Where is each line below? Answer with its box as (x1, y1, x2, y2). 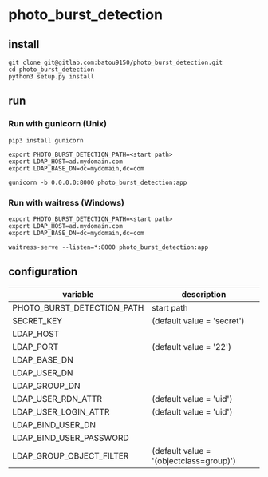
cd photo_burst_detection (8, 66, 94, 74)
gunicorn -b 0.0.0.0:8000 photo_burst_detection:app (8, 178, 187, 186)
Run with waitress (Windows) (8, 197, 125, 208)
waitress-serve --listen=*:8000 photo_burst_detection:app (8, 243, 209, 251)
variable (62, 288, 94, 299)
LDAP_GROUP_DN (12, 380, 81, 391)
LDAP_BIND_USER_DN (12, 419, 97, 430)
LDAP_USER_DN (12, 367, 73, 378)
